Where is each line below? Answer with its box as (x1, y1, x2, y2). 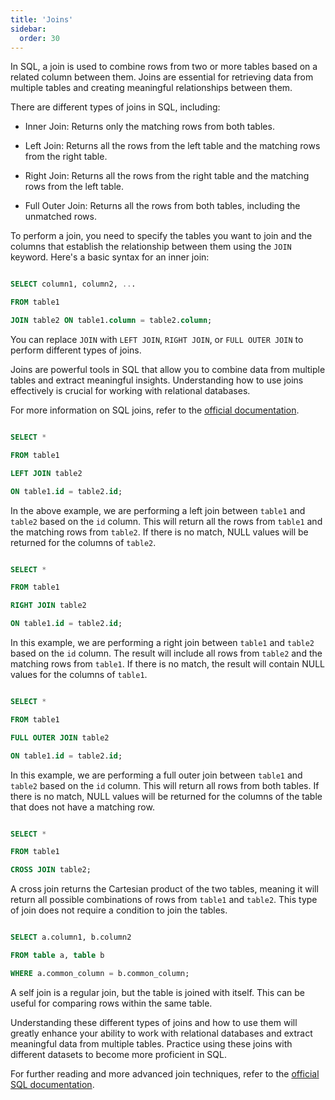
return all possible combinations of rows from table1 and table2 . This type (10, 894, 318, 906)
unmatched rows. (24, 211, 97, 223)
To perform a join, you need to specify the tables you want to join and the (10, 230, 313, 242)
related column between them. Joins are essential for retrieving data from (10, 71, 314, 83)
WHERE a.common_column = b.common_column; (10, 968, 190, 978)
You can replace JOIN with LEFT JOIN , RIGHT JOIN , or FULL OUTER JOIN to (10, 334, 304, 345)
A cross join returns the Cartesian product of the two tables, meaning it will (10, 883, 319, 895)
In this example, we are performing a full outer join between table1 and (10, 769, 303, 781)
